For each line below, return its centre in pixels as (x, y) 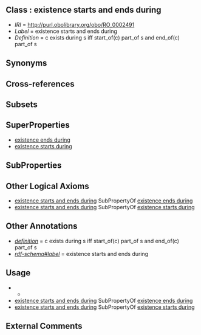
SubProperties (34, 166)
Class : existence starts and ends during (83, 10)
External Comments (44, 326)
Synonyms (26, 63)
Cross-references (40, 84)
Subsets (22, 104)
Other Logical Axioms (47, 186)
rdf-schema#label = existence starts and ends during (81, 254)
